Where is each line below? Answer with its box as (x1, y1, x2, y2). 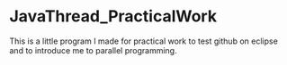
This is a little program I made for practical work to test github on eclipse (9, 36, 279, 46)
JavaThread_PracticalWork (9, 6, 218, 27)
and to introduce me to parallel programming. (9, 45, 177, 55)
